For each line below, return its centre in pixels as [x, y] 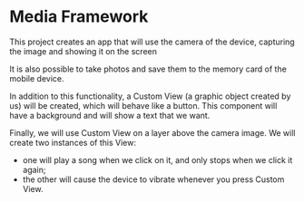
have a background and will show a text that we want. [110, 115]
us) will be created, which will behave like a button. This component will [143, 105]
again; [34, 169]
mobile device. [37, 78]
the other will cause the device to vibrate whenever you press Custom [153, 179]
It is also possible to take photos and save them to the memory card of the [148, 69]
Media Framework [79, 17]
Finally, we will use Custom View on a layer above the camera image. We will [152, 132]
